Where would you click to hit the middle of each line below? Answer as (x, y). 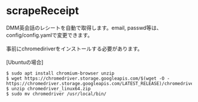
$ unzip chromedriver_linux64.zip (49, 89)
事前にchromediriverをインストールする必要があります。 (75, 49)
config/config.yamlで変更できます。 (49, 35)
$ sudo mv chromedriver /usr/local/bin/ (57, 94)
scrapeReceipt (43, 11)
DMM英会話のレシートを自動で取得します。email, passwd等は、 (84, 28)
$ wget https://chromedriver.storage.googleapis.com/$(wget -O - (88, 78)
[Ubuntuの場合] (25, 62)
